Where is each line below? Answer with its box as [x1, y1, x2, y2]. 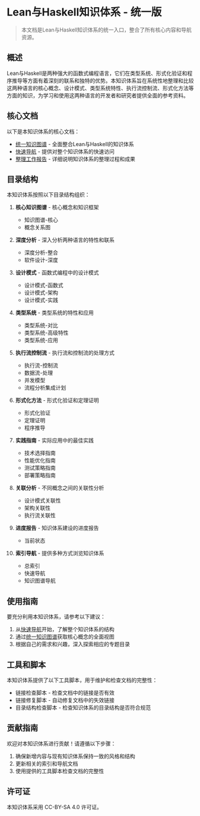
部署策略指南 [24, 472, 56, 479]
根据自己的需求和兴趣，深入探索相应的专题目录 [15, 641, 130, 648]
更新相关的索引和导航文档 [15, 760, 78, 767]
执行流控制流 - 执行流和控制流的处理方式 [15, 349, 115, 356]
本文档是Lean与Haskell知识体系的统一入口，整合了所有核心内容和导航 [21, 26, 192, 33]
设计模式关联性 [24, 497, 61, 504]
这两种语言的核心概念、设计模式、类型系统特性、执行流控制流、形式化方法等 [7, 84, 194, 91]
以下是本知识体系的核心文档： [7, 128, 80, 135]
